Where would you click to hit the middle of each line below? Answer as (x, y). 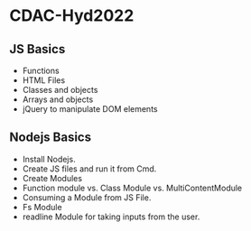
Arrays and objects (58, 99)
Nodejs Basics (51, 138)
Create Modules (52, 178)
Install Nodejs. (49, 159)
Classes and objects (60, 90)
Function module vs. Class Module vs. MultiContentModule (132, 188)
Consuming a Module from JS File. (87, 197)
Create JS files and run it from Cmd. (89, 169)
